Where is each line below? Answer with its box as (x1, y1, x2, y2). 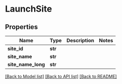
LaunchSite (5, 3, 52, 15)
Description (66, 37, 94, 44)
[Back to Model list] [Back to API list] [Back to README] (5, 74, 117, 79)
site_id (7, 45, 23, 52)
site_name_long (7, 61, 45, 67)
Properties (5, 23, 38, 31)
